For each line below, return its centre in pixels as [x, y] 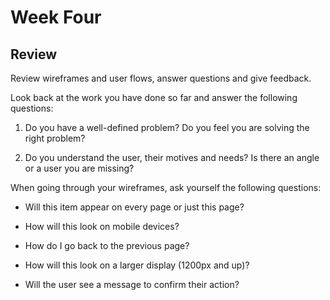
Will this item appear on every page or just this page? [134, 207]
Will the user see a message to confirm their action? [132, 284]
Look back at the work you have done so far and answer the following [154, 97]
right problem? [55, 138]
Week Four [56, 17]
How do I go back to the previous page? [107, 245]
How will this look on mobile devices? [102, 226]
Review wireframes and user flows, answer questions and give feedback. [161, 78]
